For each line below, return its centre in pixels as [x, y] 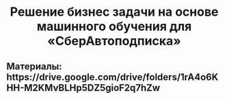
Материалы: [34, 66]
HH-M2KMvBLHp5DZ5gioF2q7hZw [83, 87]
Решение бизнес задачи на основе [114, 12]
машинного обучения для [114, 26]
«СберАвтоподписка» [114, 41]
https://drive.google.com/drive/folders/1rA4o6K [112, 77]
